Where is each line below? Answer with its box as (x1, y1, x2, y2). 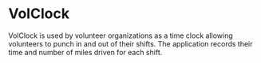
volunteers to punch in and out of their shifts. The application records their (8, 39, 253, 48)
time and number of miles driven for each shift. (8, 47, 163, 57)
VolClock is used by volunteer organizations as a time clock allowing (8, 31, 233, 40)
